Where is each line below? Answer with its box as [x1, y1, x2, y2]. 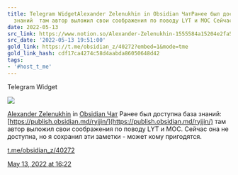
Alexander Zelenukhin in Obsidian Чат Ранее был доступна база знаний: [7, 109, 222, 118]
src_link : [7, 30, 37, 38]
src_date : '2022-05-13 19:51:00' [7, 37, 106, 44]
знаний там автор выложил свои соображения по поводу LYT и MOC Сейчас [13, 17, 233, 24]
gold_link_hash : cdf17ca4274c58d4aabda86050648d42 [7, 50, 160, 57]
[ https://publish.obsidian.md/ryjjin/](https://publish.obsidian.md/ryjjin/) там [7, 117, 227, 125]
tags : [7, 57, 23, 64]
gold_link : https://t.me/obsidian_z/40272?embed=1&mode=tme [7, 43, 189, 50]
